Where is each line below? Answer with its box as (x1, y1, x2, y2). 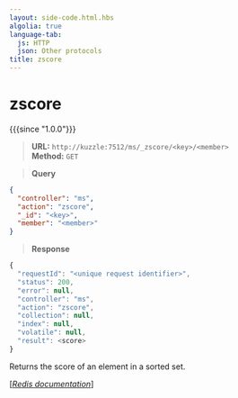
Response (31, 244, 70, 255)
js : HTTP (17, 38, 50, 48)
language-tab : (9, 30, 63, 39)
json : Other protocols (17, 47, 102, 56)
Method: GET (31, 150, 79, 161)
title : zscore (9, 55, 63, 64)
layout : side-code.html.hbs (9, 13, 115, 23)
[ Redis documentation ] (9, 378, 94, 389)
